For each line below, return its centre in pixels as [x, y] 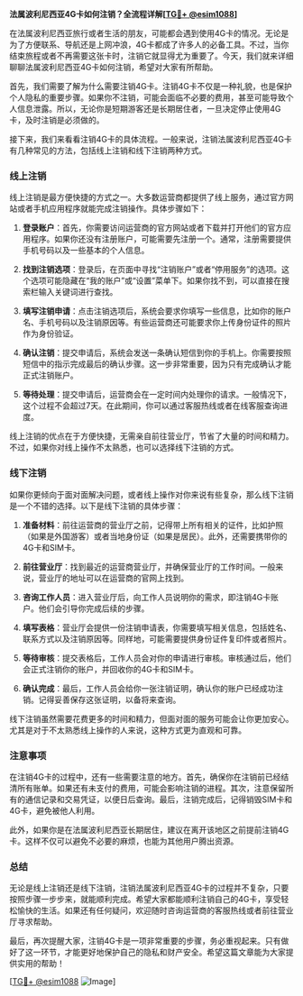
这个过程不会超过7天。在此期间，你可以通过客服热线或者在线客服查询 [151, 406]
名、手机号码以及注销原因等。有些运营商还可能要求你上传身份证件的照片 [156, 323]
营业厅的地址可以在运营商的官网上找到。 [114, 578]
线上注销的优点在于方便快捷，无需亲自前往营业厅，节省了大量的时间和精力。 [151, 436]
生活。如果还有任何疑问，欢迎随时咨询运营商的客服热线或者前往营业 [167, 910]
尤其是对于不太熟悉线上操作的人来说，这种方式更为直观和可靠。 [128, 730]
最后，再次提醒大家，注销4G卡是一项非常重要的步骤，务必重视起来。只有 [145, 941]
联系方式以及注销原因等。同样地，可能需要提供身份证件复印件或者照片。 [156, 638]
